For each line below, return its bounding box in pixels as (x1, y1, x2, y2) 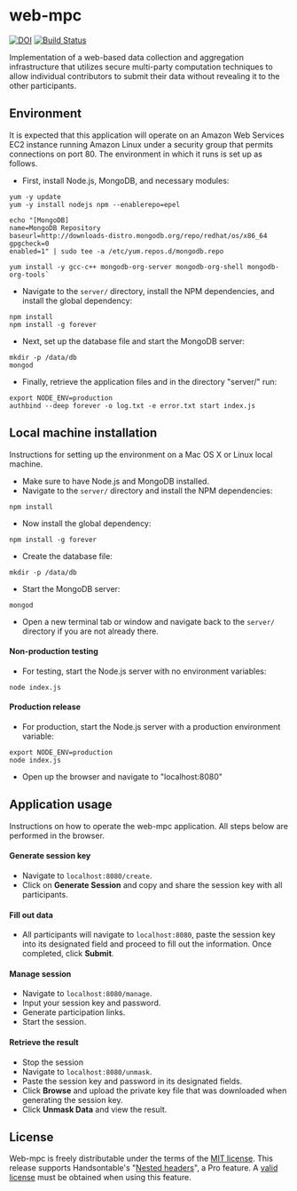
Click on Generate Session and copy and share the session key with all (21, 879, 283, 890)
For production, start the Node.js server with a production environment (21, 721, 281, 731)
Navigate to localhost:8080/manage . (21, 988, 152, 999)
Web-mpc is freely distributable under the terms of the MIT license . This (9, 1153, 273, 1164)
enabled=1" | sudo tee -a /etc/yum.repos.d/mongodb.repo (9, 246, 224, 256)
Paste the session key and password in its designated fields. (21, 1075, 243, 1086)
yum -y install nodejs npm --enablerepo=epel (9, 200, 180, 209)
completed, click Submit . (21, 948, 114, 959)
